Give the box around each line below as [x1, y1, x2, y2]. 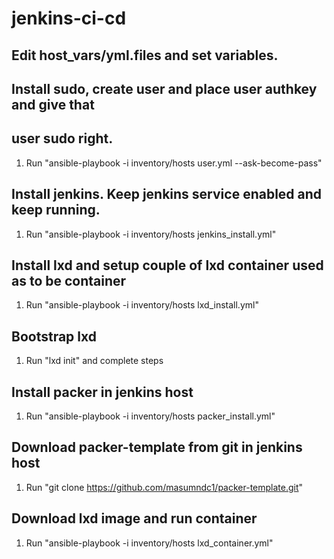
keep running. [11, 202, 101, 219]
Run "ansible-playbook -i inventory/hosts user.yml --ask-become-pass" [25, 157, 323, 169]
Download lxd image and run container [11, 510, 258, 527]
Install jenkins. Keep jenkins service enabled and [11, 186, 323, 203]
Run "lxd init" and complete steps [25, 355, 164, 367]
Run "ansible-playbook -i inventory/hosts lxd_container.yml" [25, 537, 274, 549]
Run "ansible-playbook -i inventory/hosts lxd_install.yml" [25, 299, 259, 311]
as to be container [11, 272, 127, 289]
